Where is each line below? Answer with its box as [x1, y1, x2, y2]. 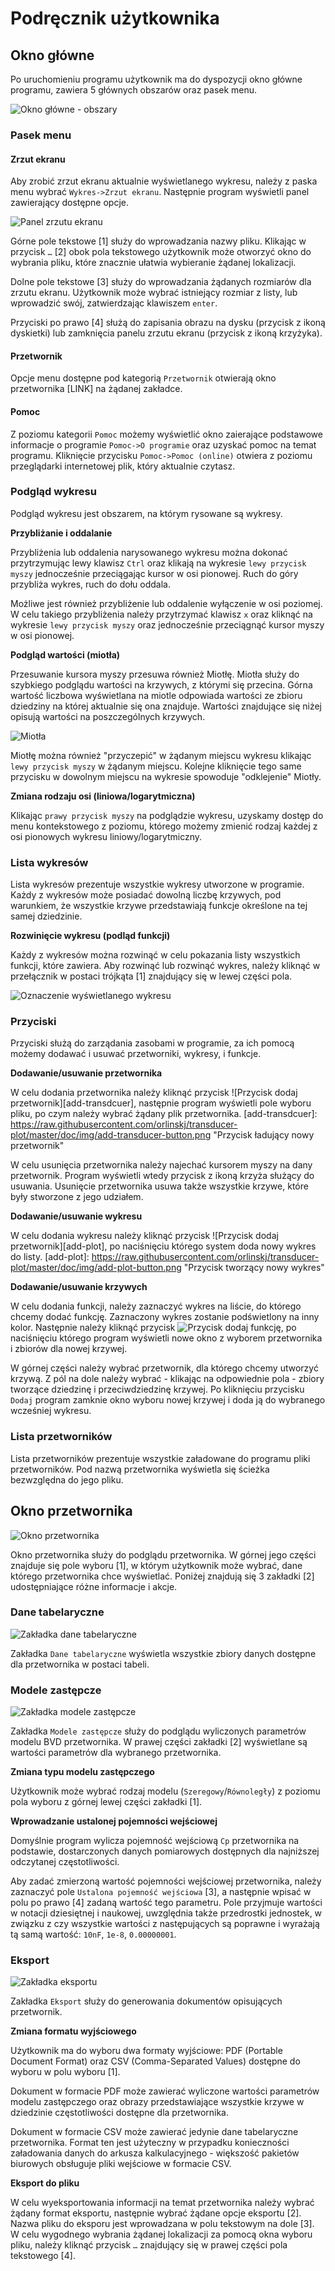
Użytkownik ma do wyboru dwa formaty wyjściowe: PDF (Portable [10, 2045, 283, 2057]
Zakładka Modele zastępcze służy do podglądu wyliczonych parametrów [10, 1725, 307, 1737]
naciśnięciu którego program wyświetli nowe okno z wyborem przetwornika [10, 1332, 323, 1344]
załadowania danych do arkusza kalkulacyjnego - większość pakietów [10, 2147, 300, 2159]
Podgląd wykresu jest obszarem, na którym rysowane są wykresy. [10, 507, 283, 519]
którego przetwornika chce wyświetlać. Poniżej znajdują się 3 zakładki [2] [10, 1570, 315, 1582]
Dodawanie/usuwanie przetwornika [10, 1067, 163, 1079]
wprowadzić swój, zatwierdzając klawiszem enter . [10, 297, 218, 309]
